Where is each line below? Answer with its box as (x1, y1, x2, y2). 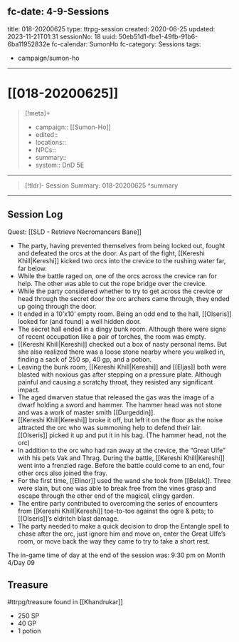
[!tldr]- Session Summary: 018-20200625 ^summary (24, 181, 179, 190)
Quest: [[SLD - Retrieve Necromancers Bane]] (7, 228, 142, 236)
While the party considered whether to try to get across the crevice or (17, 287, 223, 295)
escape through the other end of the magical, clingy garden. (17, 491, 194, 500)
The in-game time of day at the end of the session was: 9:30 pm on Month (7, 551, 225, 559)
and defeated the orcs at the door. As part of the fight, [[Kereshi (17, 249, 205, 258)
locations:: (35, 138, 66, 146)
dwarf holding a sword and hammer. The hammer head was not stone (17, 400, 223, 409)
